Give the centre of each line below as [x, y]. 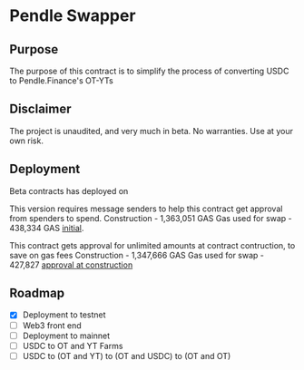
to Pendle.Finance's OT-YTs [61, 81]
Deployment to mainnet [66, 336]
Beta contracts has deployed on [69, 190]
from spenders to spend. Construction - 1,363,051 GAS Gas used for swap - [151, 218]
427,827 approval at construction [71, 265]
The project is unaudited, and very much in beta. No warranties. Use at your [151, 131]
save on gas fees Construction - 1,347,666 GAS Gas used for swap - [137, 255]
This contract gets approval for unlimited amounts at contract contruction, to [152, 245]
